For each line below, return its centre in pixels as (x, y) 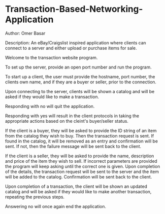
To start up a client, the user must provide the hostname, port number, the (80, 76)
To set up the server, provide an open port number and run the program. (78, 67)
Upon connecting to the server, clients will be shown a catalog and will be (80, 91)
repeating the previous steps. (35, 197)
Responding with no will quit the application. (50, 106)
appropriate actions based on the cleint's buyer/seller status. (67, 121)
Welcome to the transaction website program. (51, 57)
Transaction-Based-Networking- (74, 9)
